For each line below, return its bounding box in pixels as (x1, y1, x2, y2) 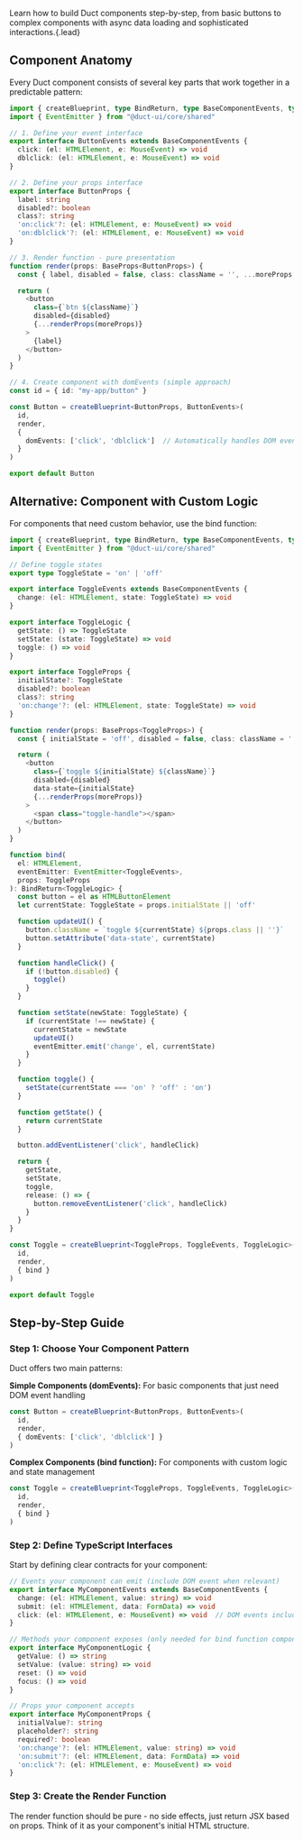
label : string (17, 195, 70, 204)
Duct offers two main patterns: (9, 1363, 124, 1374)
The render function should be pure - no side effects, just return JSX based (9, 1810, 290, 1821)
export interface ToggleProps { (9, 667, 131, 677)
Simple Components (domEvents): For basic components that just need (9, 1380, 280, 1391)
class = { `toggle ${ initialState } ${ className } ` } (32, 767, 216, 776)
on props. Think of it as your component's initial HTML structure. (9, 1820, 250, 1831)
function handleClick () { (17, 958, 115, 967)
